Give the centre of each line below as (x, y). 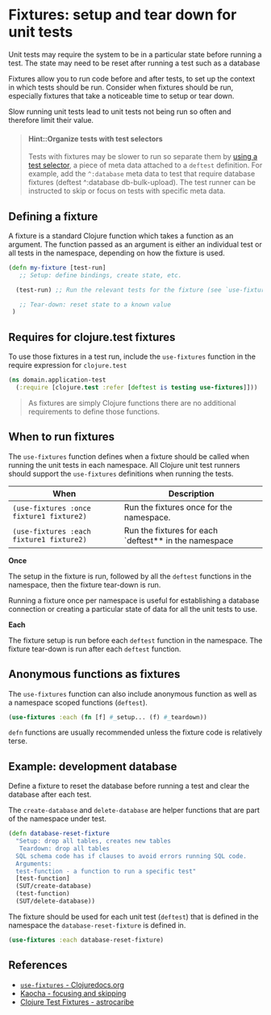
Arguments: (34, 863)
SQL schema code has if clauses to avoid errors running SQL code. (131, 856)
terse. (18, 741)
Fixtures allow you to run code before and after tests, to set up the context (132, 78)
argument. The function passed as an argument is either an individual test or (135, 244)
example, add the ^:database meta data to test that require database (142, 174)
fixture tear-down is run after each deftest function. (95, 649)
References (38, 965)
